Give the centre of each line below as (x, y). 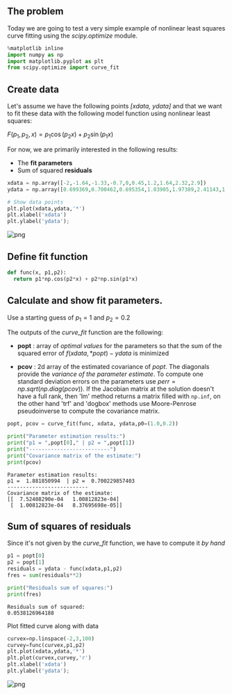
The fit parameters (45, 163)
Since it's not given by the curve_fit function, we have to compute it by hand (116, 543)
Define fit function (48, 256)
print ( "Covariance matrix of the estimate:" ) (74, 456)
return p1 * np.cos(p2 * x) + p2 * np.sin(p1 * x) (76, 279)
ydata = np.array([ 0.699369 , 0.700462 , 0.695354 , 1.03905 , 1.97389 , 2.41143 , (115, 189)
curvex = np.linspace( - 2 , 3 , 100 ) (51, 639)
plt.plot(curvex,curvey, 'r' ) (49, 658)
